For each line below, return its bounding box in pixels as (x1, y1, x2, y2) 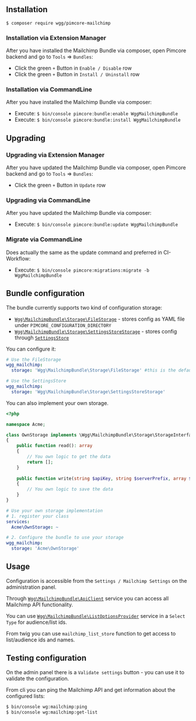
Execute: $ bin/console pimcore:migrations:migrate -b (14, 266, 150, 273)
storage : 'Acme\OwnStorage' (11, 545, 80, 552)
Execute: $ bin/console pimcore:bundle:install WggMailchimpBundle (14, 116, 181, 123)
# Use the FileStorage (6, 356, 61, 362)
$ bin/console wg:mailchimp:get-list (6, 709, 98, 715)
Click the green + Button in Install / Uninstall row (14, 71, 140, 78)
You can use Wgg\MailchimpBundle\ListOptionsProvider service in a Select (6, 612, 185, 619)
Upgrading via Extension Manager (6, 150, 105, 159)
